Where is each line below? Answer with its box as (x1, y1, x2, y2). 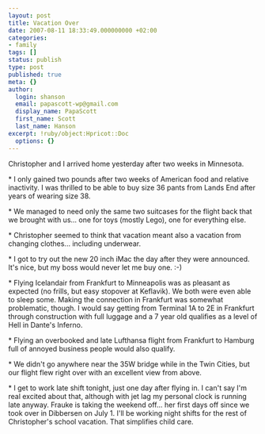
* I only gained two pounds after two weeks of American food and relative (8, 174, 249, 183)
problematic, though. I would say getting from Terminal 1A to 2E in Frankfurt (8, 303, 255, 313)
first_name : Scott (15, 115, 77, 123)
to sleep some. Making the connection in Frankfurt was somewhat (8, 294, 224, 304)
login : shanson (15, 93, 66, 101)
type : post (8, 63, 44, 71)
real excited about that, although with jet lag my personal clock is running (8, 391, 247, 401)
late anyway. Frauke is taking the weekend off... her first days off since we (8, 400, 250, 409)
